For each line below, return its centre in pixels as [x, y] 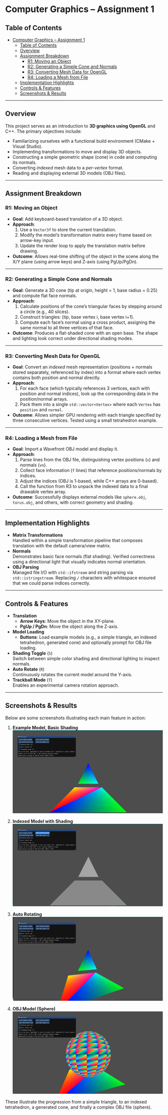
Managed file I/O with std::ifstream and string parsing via [73, 573]
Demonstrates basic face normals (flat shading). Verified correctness [83, 556]
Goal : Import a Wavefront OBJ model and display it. [65, 449]
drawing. [29, 251]
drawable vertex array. [43, 492]
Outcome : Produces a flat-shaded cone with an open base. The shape [85, 333]
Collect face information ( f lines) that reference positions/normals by [91, 471]
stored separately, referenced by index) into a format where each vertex [86, 373]
